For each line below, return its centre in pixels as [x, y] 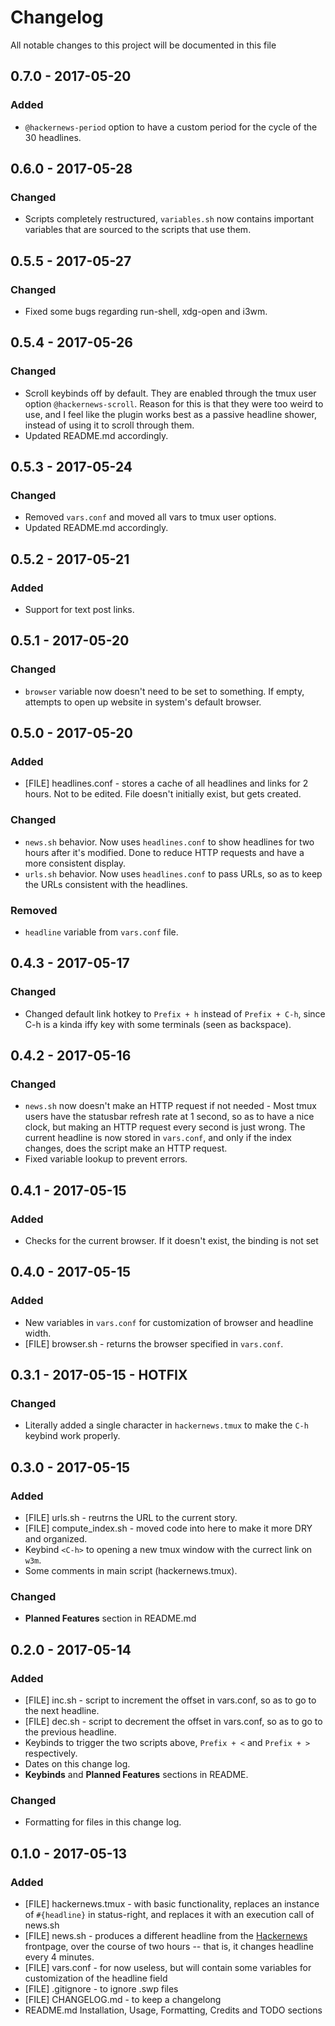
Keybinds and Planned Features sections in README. [136, 1775]
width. [38, 1333]
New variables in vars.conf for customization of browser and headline [169, 1322]
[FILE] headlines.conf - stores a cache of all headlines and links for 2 [166, 783]
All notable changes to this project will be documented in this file [143, 45]
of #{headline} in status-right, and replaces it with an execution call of [169, 1915]
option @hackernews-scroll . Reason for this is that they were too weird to [174, 403]
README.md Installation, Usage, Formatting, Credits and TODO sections [173, 2010]
